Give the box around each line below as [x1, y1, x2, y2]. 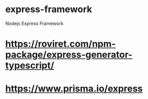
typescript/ [5, 60, 55, 72]
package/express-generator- [5, 49, 133, 60]
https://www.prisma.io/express [5, 83, 143, 94]
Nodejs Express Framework [5, 20, 64, 26]
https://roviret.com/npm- [5, 38, 116, 50]
